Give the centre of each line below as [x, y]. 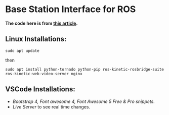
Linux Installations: [36, 39]
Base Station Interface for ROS [71, 9]
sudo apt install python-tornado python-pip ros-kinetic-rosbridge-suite [85, 69]
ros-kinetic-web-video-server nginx [44, 74]
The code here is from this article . [41, 23]
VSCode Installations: [40, 89]
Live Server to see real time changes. [51, 106]
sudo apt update [22, 51]
